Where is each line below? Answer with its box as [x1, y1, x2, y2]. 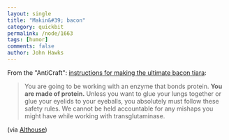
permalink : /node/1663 [7, 29, 73, 37]
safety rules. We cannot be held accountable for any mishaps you [24, 104, 214, 113]
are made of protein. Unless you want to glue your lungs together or [24, 89, 222, 98]
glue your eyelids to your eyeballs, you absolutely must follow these [24, 97, 220, 105]
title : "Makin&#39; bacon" [7, 17, 86, 24]
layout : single [7, 10, 52, 17]
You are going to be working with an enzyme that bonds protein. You [24, 82, 223, 90]
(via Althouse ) [7, 125, 47, 134]
